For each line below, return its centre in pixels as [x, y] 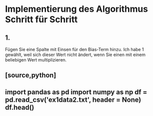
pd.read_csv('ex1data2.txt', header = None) [73, 100]
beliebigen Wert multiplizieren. [36, 60]
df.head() [20, 107]
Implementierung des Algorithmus [76, 9]
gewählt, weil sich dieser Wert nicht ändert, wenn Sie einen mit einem [75, 55]
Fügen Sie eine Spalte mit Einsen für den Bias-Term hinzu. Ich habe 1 [75, 49]
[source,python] [31, 75]
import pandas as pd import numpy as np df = [76, 92]
